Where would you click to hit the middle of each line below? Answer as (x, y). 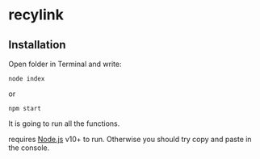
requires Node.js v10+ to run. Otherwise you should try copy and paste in (130, 139)
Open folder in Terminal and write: (65, 64)
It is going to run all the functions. (64, 123)
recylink (36, 15)
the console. (29, 148)
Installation (37, 45)
